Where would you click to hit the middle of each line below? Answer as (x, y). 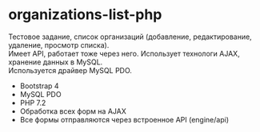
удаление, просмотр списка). (59, 45)
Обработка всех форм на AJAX (73, 111)
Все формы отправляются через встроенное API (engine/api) (124, 119)
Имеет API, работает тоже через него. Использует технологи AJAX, (124, 53)
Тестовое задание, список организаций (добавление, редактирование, (130, 37)
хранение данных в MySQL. (56, 62)
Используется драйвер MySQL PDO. (70, 70)
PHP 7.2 (33, 103)
